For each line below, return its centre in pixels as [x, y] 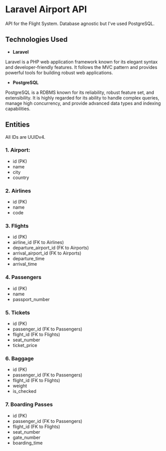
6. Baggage [20, 358]
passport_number [31, 299]
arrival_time [25, 264]
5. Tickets [18, 312]
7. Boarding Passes [29, 405]
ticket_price [25, 345]
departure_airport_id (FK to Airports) [51, 248]
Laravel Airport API [46, 9]
